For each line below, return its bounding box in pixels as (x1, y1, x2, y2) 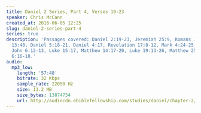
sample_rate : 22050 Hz (17, 81, 74, 87)
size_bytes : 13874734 (17, 92, 71, 98)
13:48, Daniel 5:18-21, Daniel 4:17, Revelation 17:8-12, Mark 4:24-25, (11, 42, 197, 48)
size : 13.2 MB (17, 87, 52, 93)
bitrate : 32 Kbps (17, 75, 60, 81)
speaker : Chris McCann (6, 14, 63, 20)
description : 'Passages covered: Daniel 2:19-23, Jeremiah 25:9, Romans (6, 36, 191, 42)
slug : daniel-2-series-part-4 (6, 25, 82, 32)
